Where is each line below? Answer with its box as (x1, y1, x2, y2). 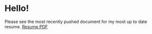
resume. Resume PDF (4, 23, 48, 29)
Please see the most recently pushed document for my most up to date (4, 19, 147, 24)
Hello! (4, 3, 29, 14)
